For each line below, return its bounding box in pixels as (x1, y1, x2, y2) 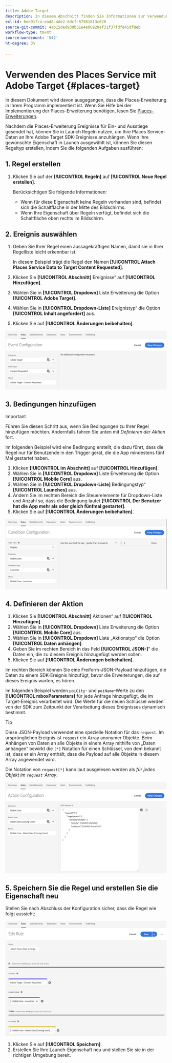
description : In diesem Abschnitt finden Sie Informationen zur (5, 13, 145, 19)
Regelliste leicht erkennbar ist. (12, 249, 77, 255)
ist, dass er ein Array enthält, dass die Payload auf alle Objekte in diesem (5, 751, 159, 757)
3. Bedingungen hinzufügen (5, 400, 96, 408)
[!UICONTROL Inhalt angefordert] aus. (12, 310, 96, 317)
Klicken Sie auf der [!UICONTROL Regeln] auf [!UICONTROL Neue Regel (12, 173, 167, 180)
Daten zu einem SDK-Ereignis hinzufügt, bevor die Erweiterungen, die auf (5, 672, 160, 678)
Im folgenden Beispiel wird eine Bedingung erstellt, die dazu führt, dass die (5, 444, 164, 450)
